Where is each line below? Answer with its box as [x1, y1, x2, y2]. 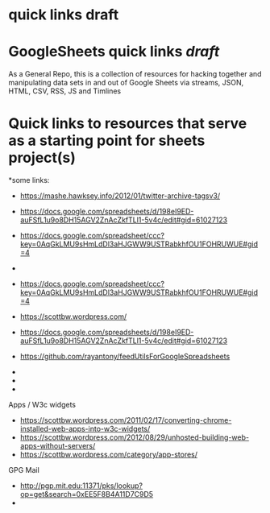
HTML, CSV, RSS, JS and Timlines [8, 86, 122, 96]
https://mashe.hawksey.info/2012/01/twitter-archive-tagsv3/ [19, 191, 221, 201]
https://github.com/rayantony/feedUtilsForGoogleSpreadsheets [19, 352, 231, 362]
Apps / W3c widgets [8, 400, 77, 410]
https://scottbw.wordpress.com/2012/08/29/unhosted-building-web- [19, 432, 250, 442]
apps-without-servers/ [19, 441, 96, 451]
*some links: [8, 176, 50, 185]
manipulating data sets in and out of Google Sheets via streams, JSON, [8, 78, 244, 88]
